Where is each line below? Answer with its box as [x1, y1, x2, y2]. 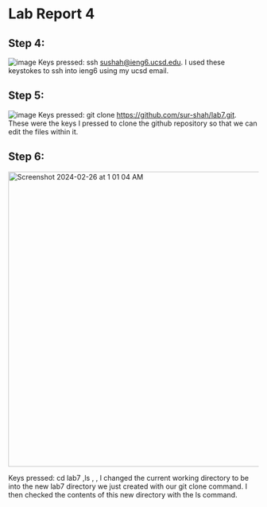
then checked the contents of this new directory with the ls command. [8, 490, 238, 499]
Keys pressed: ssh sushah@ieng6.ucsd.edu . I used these [38, 57, 225, 67]
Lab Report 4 [8, 5, 95, 23]
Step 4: [8, 37, 45, 50]
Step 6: [8, 150, 45, 164]
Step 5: [8, 89, 45, 103]
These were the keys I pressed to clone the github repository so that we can [8, 118, 257, 128]
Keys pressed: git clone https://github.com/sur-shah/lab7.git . [38, 110, 237, 119]
